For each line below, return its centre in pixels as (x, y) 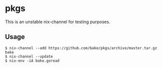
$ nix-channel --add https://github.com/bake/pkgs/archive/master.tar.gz (81, 48)
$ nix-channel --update (29, 56)
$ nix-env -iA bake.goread (32, 61)
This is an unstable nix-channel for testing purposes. (58, 22)
